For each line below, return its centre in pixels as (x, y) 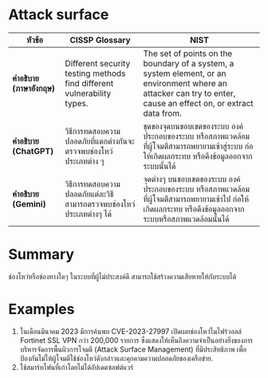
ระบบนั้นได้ (160, 166)
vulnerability (88, 93)
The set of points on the (188, 53)
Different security (98, 63)
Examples (41, 309)
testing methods (95, 73)
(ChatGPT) (33, 151)
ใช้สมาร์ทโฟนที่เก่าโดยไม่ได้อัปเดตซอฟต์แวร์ (77, 367)
